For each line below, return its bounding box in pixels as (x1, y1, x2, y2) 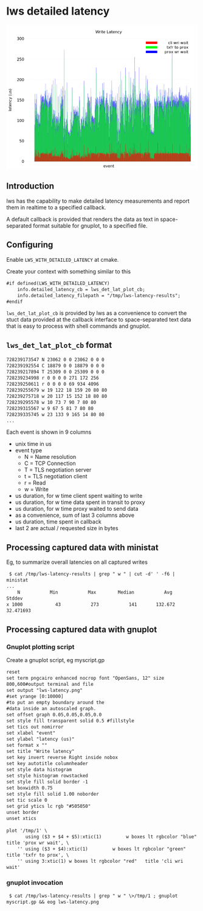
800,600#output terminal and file (6, 681, 94, 687)
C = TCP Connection (24, 459, 76, 467)
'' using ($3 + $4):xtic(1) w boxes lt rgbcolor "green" (17, 846, 187, 852)
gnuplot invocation (6, 878, 64, 887)
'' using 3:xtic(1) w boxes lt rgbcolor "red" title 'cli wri (17, 858, 184, 864)
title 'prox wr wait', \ (6, 840, 69, 846)
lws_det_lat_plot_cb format (6, 340, 112, 350)
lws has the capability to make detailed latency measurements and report (6, 197, 190, 204)
